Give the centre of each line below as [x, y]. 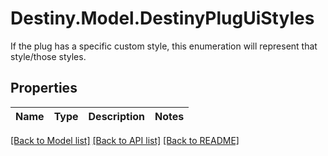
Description [116, 116]
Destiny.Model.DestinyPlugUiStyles [162, 18]
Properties [44, 88]
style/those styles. [48, 56]
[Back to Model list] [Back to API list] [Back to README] [125, 140]
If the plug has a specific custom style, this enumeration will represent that [164, 46]
